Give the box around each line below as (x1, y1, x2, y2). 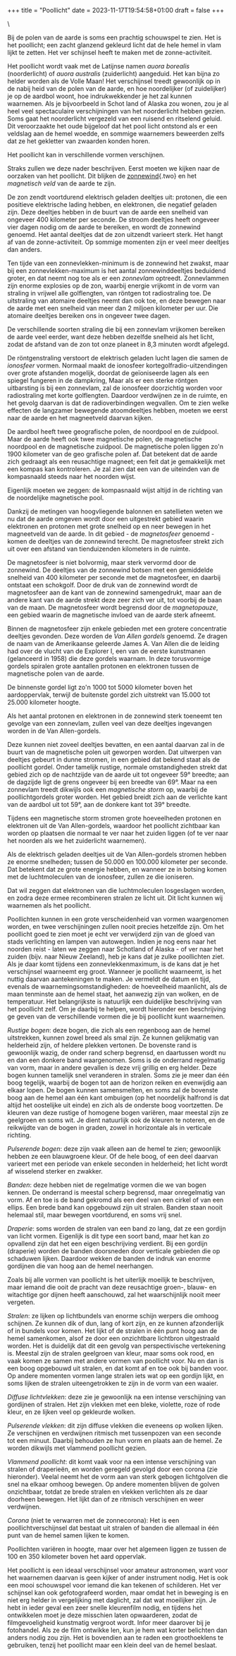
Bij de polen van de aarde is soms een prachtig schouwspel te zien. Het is (7, 33, 222, 42)
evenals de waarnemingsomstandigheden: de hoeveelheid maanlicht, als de (7, 982, 228, 990)
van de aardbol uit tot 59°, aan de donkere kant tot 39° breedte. (7, 800, 192, 808)
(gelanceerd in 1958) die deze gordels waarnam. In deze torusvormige (7, 655, 211, 662)
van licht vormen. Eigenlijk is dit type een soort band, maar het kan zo (7, 1232, 210, 1240)
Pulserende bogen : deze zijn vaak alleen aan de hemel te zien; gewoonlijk (7, 1145, 221, 1152)
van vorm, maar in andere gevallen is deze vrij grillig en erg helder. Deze (7, 1064, 217, 1071)
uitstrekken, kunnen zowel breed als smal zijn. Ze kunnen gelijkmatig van (7, 1033, 219, 1042)
